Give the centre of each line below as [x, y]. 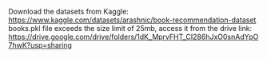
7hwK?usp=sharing [40, 45]
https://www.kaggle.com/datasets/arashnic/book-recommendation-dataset [132, 20]
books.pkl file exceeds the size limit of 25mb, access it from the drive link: [130, 28]
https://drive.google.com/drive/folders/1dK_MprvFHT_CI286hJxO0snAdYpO [133, 37]
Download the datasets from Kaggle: [69, 12]
